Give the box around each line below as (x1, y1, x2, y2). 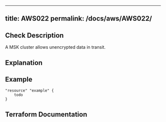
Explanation (5, 59, 43, 67)
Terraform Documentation (5, 110, 87, 119)
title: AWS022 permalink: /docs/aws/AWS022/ (5, 14, 152, 23)
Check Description (5, 31, 64, 39)
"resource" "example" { (5, 88, 54, 93)
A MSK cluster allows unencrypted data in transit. (5, 44, 106, 50)
